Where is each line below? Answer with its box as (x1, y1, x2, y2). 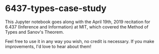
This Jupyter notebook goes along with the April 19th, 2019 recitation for (5, 19, 150, 25)
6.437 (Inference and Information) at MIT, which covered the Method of (5, 24, 149, 29)
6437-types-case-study (5, 3, 107, 14)
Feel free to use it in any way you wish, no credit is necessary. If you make (5, 38, 155, 44)
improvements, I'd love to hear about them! (5, 43, 92, 49)
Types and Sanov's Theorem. (5, 29, 64, 35)
